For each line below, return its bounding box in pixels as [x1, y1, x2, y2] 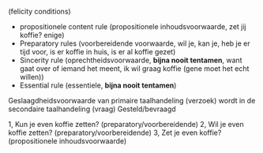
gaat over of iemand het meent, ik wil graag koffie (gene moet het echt [19, 64, 250, 73]
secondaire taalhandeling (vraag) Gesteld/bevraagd [8, 104, 176, 114]
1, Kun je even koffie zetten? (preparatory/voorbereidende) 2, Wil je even [8, 120, 245, 129]
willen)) [19, 73, 45, 81]
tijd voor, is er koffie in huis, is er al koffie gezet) [19, 47, 176, 56]
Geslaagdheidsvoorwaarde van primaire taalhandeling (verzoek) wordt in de [8, 96, 256, 105]
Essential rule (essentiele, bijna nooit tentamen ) [19, 80, 177, 90]
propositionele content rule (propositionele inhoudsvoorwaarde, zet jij [19, 22, 246, 31]
